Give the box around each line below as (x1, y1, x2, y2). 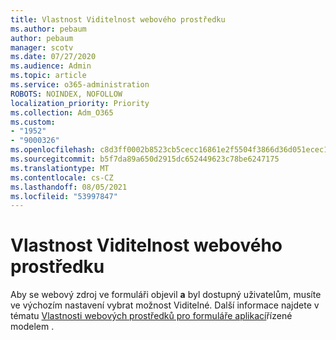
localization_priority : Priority (10, 98, 150, 108)
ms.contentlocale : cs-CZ (10, 172, 114, 183)
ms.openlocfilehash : (10, 145, 97, 155)
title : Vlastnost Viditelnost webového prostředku (10, 14, 226, 25)
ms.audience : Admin (10, 61, 92, 71)
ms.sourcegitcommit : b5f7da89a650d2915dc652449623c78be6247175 (10, 154, 280, 164)
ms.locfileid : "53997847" (10, 191, 118, 201)
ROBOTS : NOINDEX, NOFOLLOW (10, 89, 123, 99)
